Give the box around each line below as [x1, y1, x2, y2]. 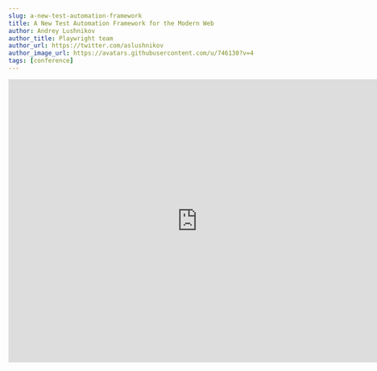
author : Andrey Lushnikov [8, 27, 95, 35]
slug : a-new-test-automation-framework [8, 11, 143, 20]
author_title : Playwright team [8, 34, 114, 43]
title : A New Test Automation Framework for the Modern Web [8, 19, 215, 27]
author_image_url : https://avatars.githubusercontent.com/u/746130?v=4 [8, 49, 254, 57]
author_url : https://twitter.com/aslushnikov [8, 42, 164, 50]
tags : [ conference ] [8, 57, 74, 65]
